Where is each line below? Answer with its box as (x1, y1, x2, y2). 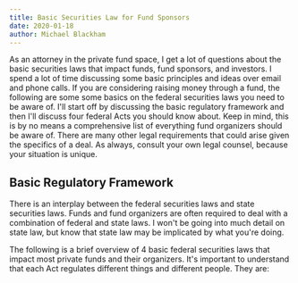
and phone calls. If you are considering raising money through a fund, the (9, 82, 280, 94)
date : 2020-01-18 (9, 21, 74, 30)
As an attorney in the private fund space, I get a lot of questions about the (9, 54, 282, 65)
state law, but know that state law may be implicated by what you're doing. (9, 227, 285, 237)
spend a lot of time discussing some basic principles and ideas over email (9, 73, 282, 84)
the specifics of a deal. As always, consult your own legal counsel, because (9, 139, 288, 150)
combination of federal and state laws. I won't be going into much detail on (9, 218, 285, 229)
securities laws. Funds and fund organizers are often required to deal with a (9, 208, 288, 219)
